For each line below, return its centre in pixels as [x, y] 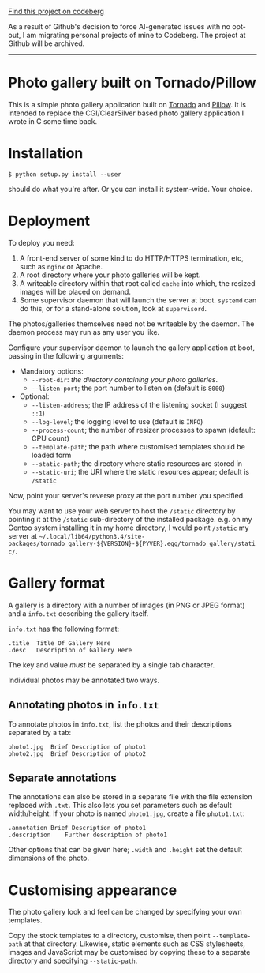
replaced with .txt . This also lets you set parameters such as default [120, 806]
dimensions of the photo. [49, 858]
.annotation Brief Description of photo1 [77, 828]
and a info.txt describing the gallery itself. [78, 613]
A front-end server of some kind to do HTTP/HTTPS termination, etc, [132, 258]
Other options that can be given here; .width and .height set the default [125, 850]
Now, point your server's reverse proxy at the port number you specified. [127, 495]
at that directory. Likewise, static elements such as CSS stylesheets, [135, 944]
